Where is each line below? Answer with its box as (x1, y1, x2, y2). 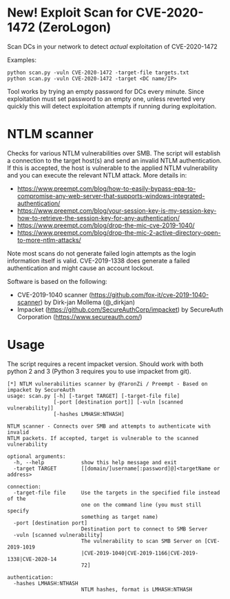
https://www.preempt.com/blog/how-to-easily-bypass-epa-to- (17, 184, 196, 193)
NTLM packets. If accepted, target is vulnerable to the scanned (7, 435, 198, 441)
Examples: (7, 55, 36, 64)
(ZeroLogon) (37, 19, 112, 35)
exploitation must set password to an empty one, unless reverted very (7, 95, 205, 103)
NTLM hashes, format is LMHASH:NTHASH (81, 586, 193, 593)
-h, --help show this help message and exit (13, 459, 177, 466)
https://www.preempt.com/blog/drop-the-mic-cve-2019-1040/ (17, 221, 195, 229)
